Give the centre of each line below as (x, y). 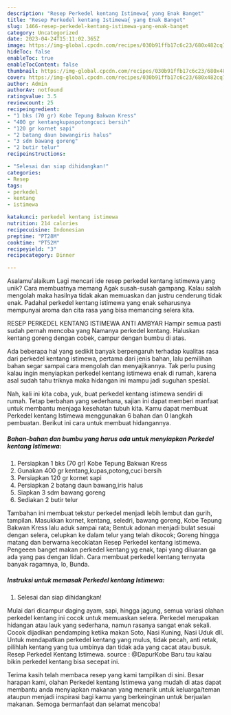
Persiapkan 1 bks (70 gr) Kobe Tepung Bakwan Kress (92, 464)
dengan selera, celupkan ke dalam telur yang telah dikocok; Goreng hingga (113, 535)
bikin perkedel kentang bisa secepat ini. (64, 662)
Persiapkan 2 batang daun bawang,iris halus (80, 486)
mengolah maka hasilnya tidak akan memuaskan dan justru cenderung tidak (114, 295)
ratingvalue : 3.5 (32, 97)
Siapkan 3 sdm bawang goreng (61, 492)
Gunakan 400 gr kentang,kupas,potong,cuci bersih (89, 470)
